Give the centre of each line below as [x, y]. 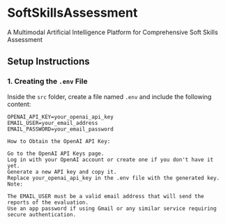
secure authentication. [42, 214]
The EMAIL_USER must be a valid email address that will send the [106, 196]
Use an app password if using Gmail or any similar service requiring [112, 208]
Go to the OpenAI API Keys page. [56, 154]
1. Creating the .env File [47, 82]
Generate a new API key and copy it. [62, 172]
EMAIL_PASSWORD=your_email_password [60, 129]
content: [19, 104]
